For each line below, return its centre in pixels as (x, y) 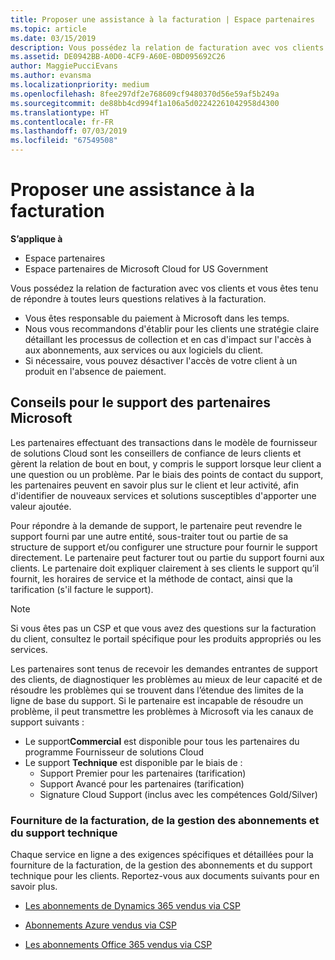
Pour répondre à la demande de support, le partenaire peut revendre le (156, 525)
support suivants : (47, 722)
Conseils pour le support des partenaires (140, 402)
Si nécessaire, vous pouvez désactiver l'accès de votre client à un (161, 360)
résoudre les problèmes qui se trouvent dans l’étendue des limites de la (157, 690)
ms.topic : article (48, 29)
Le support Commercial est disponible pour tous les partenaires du (162, 741)
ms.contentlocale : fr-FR (62, 122)
